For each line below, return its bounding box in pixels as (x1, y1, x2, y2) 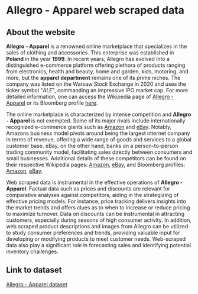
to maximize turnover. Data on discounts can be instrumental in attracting (6, 211, 185, 217)
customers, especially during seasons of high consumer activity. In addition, (6, 217, 192, 224)
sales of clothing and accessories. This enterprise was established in (6, 49, 174, 56)
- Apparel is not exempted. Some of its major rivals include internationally (6, 117, 186, 124)
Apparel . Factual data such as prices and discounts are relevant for (6, 185, 170, 192)
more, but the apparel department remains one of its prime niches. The (6, 75, 181, 81)
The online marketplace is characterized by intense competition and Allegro (6, 111, 191, 118)
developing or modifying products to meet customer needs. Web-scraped (6, 235, 186, 243)
